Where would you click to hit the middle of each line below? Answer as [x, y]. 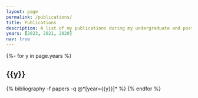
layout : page [22, 12]
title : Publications [32, 22]
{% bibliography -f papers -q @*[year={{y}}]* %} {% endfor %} [84, 89]
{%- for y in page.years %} [39, 56]
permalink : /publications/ [39, 17]
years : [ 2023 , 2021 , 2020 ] [39, 34]
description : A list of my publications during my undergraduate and [93, 28]
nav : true [18, 39]
